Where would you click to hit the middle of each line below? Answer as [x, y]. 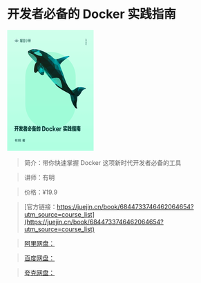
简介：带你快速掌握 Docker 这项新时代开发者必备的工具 [103, 162]
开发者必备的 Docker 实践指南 [92, 14]
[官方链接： [40, 206]
